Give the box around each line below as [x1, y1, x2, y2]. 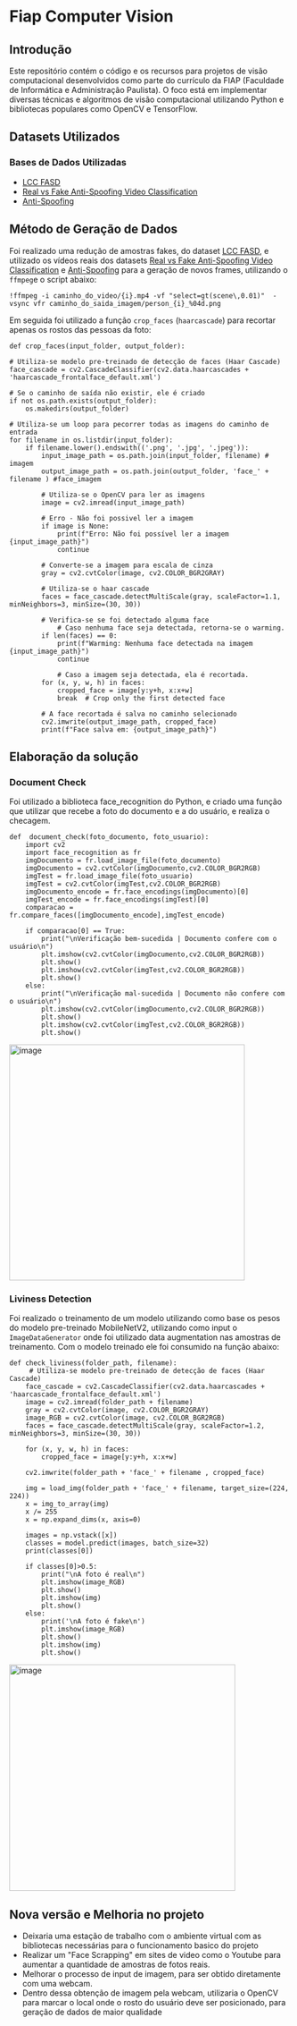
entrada [9, 428, 38, 437]
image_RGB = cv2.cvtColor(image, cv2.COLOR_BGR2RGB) [25, 1413, 226, 1423]
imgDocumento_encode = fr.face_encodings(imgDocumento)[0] [25, 887, 250, 896]
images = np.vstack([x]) [25, 1531, 118, 1540]
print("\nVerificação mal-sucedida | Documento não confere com [41, 989, 285, 998]
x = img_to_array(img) [25, 1500, 110, 1509]
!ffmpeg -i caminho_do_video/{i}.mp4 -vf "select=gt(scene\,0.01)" [9, 291, 266, 301]
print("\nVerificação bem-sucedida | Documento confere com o [41, 935, 277, 944]
